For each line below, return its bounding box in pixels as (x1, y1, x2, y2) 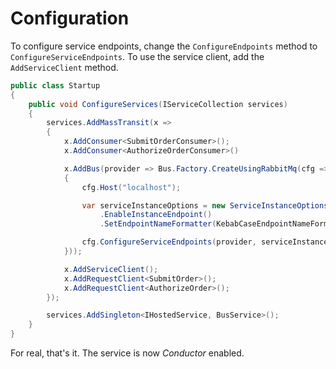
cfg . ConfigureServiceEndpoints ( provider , (81, 237, 257, 247)
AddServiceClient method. (10, 61, 119, 73)
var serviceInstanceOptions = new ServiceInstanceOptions (81, 200, 329, 211)
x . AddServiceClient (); (63, 264, 159, 274)
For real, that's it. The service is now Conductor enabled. (10, 347, 245, 359)
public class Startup (10, 80, 101, 91)
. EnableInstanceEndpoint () (99, 210, 213, 220)
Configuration (10, 7, 130, 30)
